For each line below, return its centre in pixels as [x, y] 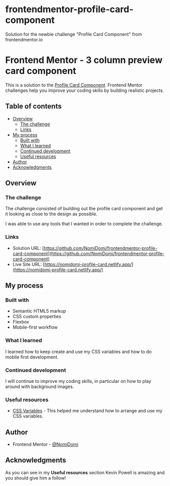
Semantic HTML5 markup [39, 311]
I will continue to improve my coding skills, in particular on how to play [78, 381]
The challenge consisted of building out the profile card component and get [84, 209]
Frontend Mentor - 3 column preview [84, 60]
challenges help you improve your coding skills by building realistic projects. [85, 90]
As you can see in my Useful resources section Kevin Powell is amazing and [85, 472]
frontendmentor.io [24, 40]
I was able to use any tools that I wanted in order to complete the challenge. [84, 224]
